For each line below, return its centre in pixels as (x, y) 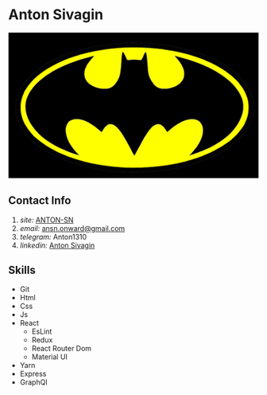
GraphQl (33, 382)
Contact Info (40, 201)
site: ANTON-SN (46, 220)
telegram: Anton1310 (53, 237)
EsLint (42, 331)
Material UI (49, 357)
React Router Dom (62, 349)
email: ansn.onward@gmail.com (72, 228)
